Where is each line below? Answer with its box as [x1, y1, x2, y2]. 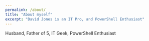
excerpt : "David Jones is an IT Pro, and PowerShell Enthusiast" [5, 16, 144, 21]
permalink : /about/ [5, 7, 46, 12]
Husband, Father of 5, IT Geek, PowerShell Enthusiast [5, 30, 116, 36]
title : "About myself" [5, 12, 53, 17]
